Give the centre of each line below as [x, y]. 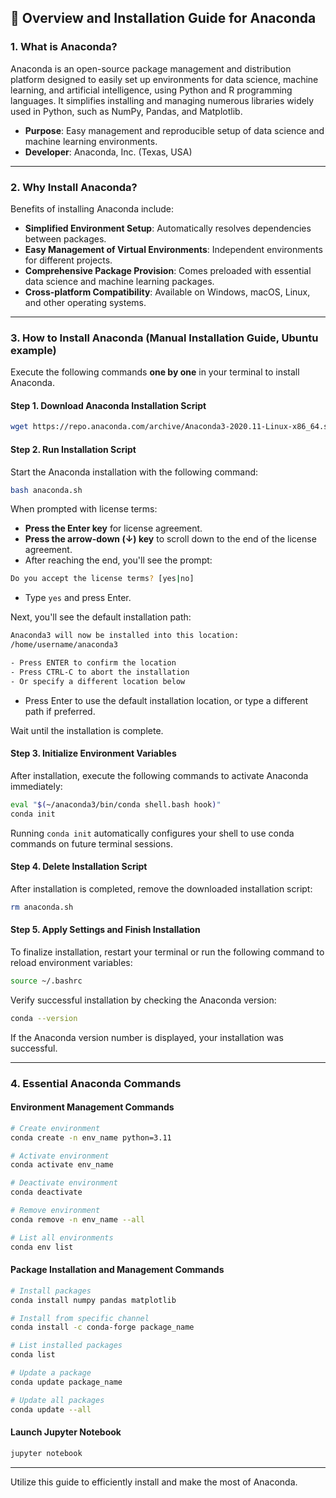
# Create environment [55, 1128]
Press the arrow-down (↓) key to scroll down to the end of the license [170, 539]
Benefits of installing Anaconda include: [92, 208]
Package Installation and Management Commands [117, 1270]
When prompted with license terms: [84, 509]
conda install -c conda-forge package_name [102, 1327]
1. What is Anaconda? [64, 47]
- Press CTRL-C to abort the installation [100, 672]
